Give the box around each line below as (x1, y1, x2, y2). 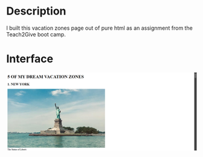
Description (6, 4, 66, 18)
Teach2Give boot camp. (6, 30, 66, 38)
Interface (6, 52, 53, 66)
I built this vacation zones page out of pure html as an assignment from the (6, 24, 193, 32)
